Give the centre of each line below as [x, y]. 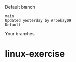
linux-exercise [35, 54]
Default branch [20, 7]
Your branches [20, 34]
